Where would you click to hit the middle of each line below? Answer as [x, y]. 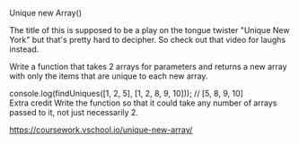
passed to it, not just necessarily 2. [74, 112]
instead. [24, 49]
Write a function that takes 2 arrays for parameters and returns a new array [148, 67]
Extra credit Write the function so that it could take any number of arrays [143, 103]
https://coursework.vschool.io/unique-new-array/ [101, 130]
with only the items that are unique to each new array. [109, 76]
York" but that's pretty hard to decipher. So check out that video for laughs [147, 40]
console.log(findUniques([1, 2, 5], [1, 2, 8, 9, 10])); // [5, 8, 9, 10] [127, 93]
